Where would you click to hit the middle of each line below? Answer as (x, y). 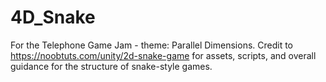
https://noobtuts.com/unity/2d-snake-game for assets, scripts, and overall (163, 55)
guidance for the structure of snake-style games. (111, 66)
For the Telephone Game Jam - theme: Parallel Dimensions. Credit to (152, 45)
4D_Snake (53, 17)
